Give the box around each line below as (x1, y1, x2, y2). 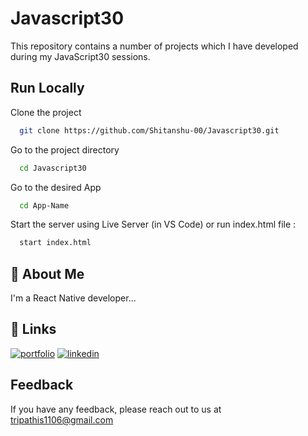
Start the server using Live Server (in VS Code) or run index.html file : (10, 218, 297, 231)
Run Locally (10, 80, 85, 97)
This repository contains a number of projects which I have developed (10, 40, 299, 52)
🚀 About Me (10, 265, 85, 282)
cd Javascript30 (19, 163, 87, 173)
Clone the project (10, 106, 82, 118)
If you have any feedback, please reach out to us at (10, 403, 222, 415)
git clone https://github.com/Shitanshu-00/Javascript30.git (19, 125, 280, 136)
